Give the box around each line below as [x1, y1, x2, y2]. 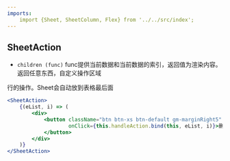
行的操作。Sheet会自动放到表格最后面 [7, 83, 114, 92]
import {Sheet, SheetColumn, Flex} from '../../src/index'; [19, 16, 194, 23]
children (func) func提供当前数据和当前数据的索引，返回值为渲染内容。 [16, 61, 222, 69]
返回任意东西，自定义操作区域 [16, 69, 101, 77]
